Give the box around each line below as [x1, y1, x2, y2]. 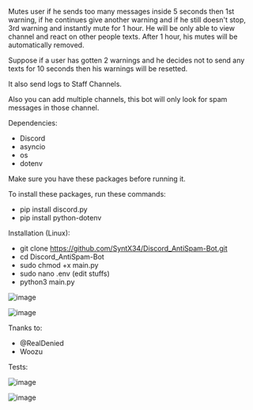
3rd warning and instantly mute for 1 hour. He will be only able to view [8, 24, 236, 32]
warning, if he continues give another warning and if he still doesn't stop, [8, 15, 247, 24]
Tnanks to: [8, 323, 43, 333]
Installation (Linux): [8, 228, 70, 238]
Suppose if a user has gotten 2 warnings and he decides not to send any [8, 55, 245, 65]
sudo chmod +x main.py [19, 261, 99, 269]
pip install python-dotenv [19, 213, 102, 222]
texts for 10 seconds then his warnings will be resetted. [8, 64, 188, 73]
